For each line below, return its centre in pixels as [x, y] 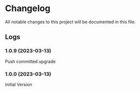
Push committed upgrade [30, 61]
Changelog [28, 8]
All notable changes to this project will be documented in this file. [70, 22]
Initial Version [19, 84]
